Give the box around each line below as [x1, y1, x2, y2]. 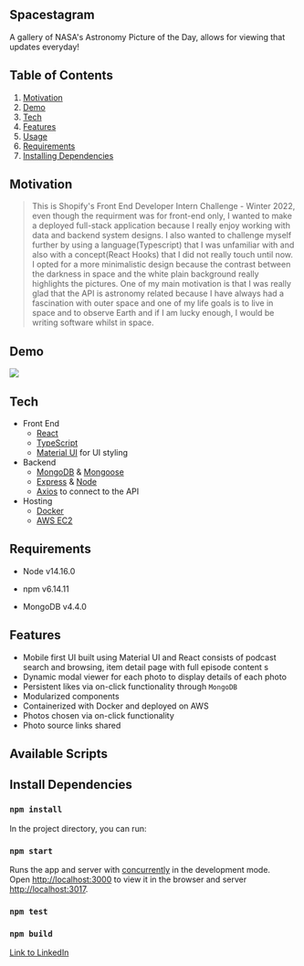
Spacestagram [9, 7, 95, 23]
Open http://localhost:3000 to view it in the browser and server [9, 874, 247, 885]
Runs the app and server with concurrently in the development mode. [9, 865, 271, 876]
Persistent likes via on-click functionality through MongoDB [22, 680, 238, 692]
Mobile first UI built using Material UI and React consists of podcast [22, 652, 277, 663]
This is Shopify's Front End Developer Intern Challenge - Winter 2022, [31, 201, 296, 212]
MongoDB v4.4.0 [22, 601, 87, 612]
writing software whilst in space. [31, 317, 154, 328]
